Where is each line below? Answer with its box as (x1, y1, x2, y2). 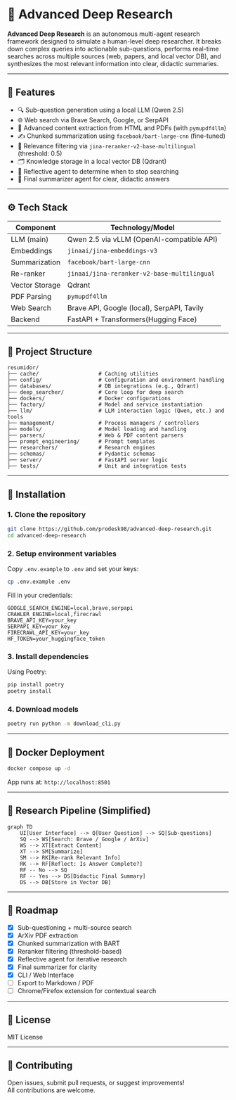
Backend (11, 314, 40, 324)
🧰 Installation (7, 488, 66, 500)
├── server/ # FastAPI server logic (7, 456, 169, 463)
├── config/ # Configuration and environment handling (7, 376, 225, 384)
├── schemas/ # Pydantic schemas (7, 450, 156, 458)
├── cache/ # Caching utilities (7, 371, 159, 378)
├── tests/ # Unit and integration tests (7, 463, 188, 470)
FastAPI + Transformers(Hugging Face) (67, 314, 197, 324)
